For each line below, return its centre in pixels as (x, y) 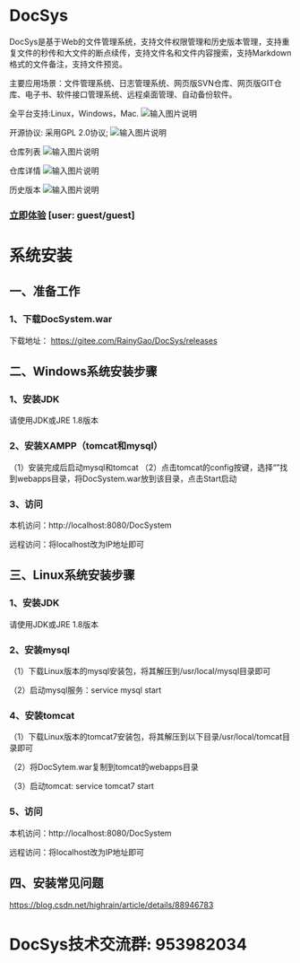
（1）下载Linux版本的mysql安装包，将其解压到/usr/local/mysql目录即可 (140, 671)
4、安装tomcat (42, 715)
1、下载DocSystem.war (61, 320)
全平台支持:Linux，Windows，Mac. (74, 113)
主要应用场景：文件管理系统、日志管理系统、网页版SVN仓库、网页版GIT (142, 83)
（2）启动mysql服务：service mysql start (86, 690)
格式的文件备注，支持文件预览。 (68, 64)
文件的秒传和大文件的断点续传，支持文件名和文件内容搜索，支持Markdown (154, 53)
